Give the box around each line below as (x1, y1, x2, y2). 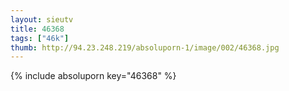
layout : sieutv (10, 14, 74, 25)
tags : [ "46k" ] (10, 33, 70, 43)
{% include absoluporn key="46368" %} (10, 70, 177, 82)
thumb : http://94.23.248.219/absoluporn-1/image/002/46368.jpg (10, 42, 280, 53)
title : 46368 (10, 24, 65, 34)
